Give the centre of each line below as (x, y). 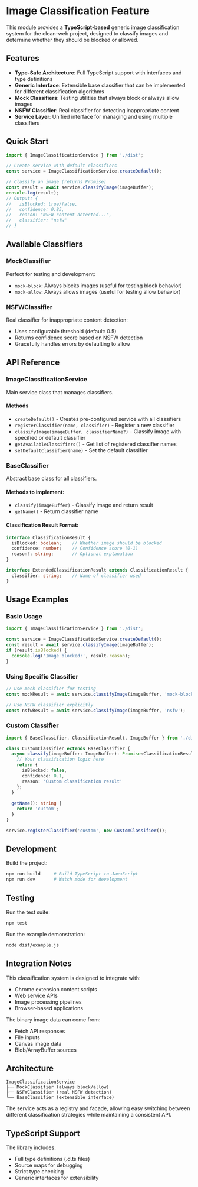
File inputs (27, 1037)
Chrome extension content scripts (56, 989)
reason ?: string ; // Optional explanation (72, 554)
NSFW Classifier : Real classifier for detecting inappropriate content (97, 110)
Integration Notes (39, 964)
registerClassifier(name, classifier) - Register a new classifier (95, 425)
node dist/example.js (33, 945)
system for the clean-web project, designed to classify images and (87, 33)
